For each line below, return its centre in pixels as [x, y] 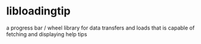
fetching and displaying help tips [47, 34]
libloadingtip [38, 11]
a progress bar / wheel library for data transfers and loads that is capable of [101, 28]
